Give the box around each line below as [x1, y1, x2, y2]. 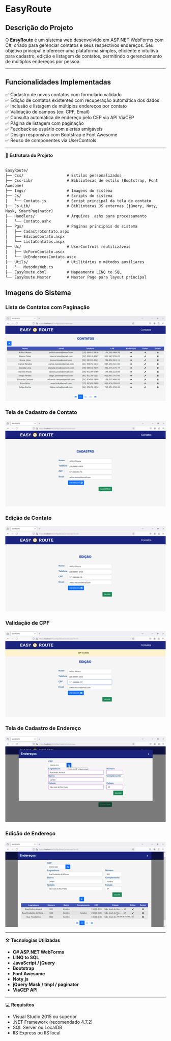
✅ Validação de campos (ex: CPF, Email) [5, 108, 90, 115]
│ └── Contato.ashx [5, 218, 51, 224]
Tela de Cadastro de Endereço [5, 724, 81, 731]
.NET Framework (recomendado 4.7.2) [12, 1019, 93, 1025]
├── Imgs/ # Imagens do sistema [5, 188, 113, 193]
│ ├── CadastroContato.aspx [5, 229, 70, 234]
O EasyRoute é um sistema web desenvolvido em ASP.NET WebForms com [5, 37, 164, 43]
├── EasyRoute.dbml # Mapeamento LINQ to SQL [5, 269, 122, 275]
